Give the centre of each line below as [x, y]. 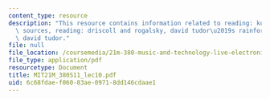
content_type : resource [48, 16]
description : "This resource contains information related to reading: [131, 23]
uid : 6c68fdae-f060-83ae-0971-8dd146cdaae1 [82, 82]
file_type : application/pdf [55, 61]
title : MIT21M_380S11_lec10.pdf [62, 75]
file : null [27, 46]
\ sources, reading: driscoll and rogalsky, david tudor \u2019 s [125, 30]
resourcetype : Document [48, 68]
